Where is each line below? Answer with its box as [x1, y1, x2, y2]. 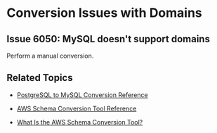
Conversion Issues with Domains [6, 5, 203, 21]
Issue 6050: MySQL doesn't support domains [6, 33, 210, 45]
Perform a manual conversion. [6, 51, 94, 60]
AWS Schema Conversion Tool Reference [16, 104, 137, 113]
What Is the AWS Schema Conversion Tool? [16, 118, 143, 126]
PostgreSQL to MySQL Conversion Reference [16, 90, 148, 99]
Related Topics [6, 72, 73, 84]
